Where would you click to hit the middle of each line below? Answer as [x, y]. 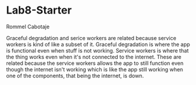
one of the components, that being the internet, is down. [75, 76]
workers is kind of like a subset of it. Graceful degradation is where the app [98, 44]
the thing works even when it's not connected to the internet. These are [94, 57]
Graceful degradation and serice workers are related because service [91, 38]
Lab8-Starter [39, 10]
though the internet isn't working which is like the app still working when [95, 69]
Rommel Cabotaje [28, 27]
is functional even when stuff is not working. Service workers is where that [97, 50]
